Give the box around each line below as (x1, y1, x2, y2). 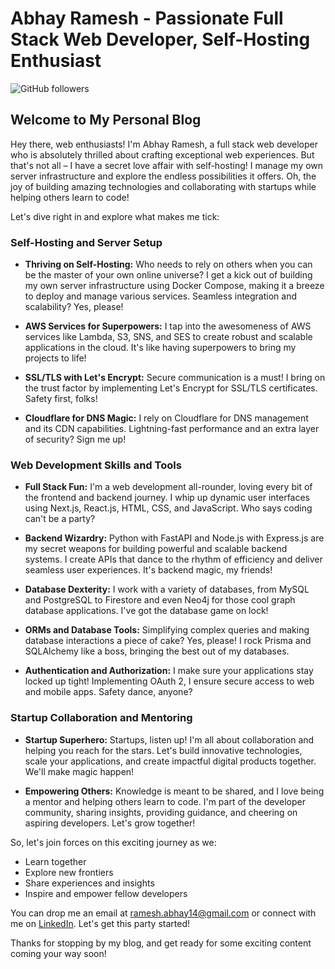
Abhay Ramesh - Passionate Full (10, 7, 284, 30)
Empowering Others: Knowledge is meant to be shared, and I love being (24, 785, 325, 797)
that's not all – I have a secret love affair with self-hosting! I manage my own (10, 159, 324, 171)
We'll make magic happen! (24, 765, 135, 777)
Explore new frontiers (24, 866, 114, 878)
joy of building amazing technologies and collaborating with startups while (10, 180, 317, 192)
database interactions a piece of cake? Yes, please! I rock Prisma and (24, 635, 312, 647)
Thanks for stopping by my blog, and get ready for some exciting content (10, 937, 312, 949)
